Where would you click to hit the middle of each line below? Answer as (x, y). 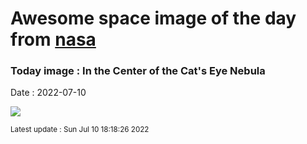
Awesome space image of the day (153, 18)
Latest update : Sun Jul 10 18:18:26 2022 (80, 130)
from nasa (53, 39)
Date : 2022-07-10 (48, 93)
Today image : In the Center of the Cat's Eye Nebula (138, 71)
